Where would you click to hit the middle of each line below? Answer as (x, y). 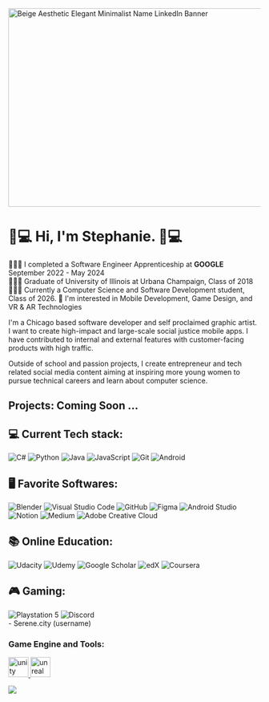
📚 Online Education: (61, 542)
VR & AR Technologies (45, 306)
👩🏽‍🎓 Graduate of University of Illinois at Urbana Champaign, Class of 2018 (131, 281)
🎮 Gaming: (37, 592)
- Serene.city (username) (50, 623)
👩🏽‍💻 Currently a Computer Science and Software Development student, (127, 290)
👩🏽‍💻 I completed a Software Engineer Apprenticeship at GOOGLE (116, 264)
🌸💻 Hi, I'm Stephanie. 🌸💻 (95, 237)
